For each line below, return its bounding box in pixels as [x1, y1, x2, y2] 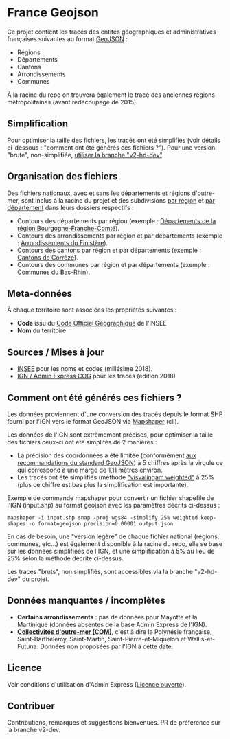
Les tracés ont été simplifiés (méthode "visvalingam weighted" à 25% [16, 473, 215, 481]
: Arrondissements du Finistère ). [16, 238, 108, 247]
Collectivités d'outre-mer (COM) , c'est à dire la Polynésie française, [16, 627, 212, 636]
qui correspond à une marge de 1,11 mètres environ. [16, 466, 163, 474]
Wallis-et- [187, 635, 216, 643]
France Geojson [7, 5, 100, 21]
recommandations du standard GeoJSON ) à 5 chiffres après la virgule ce [16, 459, 223, 466]
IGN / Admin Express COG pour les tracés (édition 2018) [16, 372, 176, 380]
